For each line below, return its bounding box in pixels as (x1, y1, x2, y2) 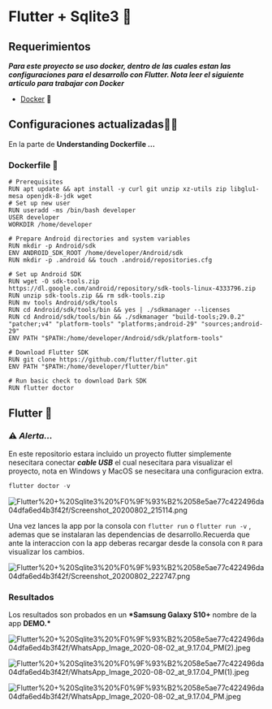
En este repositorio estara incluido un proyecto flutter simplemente (8, 448, 231, 458)
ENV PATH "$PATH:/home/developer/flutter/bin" (8, 363, 169, 371)
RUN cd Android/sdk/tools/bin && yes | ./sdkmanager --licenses (8, 306, 231, 314)
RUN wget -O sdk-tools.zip (8, 278, 100, 286)
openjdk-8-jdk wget (26, 192, 93, 201)
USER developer (8, 214, 60, 222)
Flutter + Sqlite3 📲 (8, 7, 132, 26)
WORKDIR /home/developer (8, 221, 93, 229)
